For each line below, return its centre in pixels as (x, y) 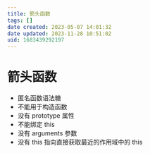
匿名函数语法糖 (39, 98)
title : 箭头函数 (29, 14)
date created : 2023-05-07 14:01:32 (60, 27)
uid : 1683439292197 (36, 40)
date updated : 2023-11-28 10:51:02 (60, 33)
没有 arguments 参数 (47, 133)
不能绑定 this (36, 125)
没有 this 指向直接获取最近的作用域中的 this (80, 142)
